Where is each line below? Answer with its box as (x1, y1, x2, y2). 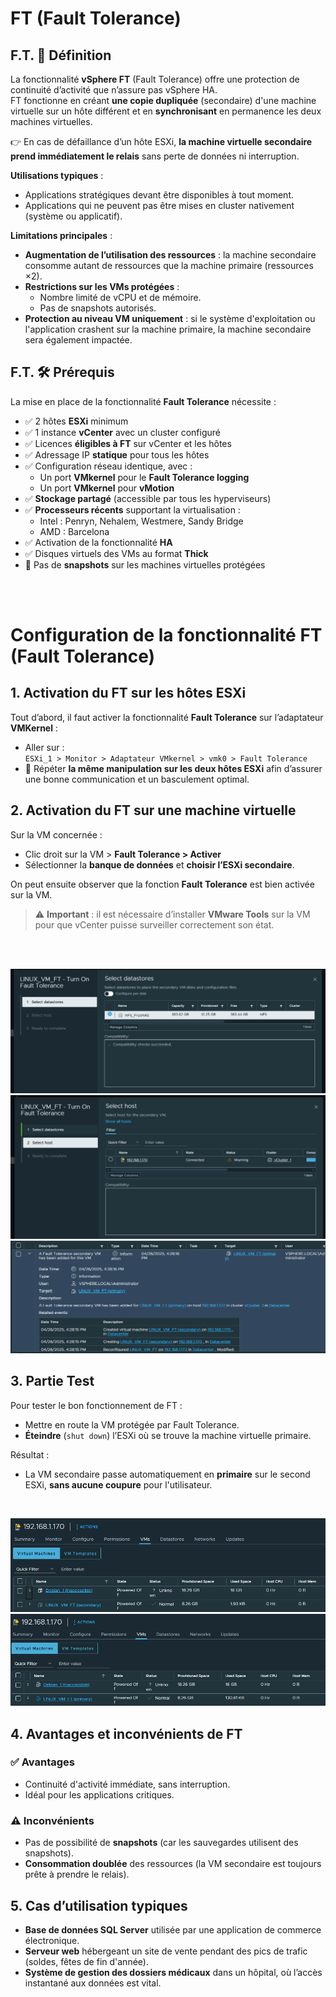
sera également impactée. (24, 334, 133, 346)
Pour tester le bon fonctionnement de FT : (10, 1399, 183, 1411)
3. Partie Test (10, 1373, 95, 1390)
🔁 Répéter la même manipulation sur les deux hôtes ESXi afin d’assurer (24, 762, 323, 774)
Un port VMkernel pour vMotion (39, 482, 175, 494)
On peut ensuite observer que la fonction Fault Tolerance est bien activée (10, 878, 315, 890)
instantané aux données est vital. (24, 1977, 162, 1989)
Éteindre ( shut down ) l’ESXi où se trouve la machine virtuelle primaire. (24, 1429, 312, 1441)
